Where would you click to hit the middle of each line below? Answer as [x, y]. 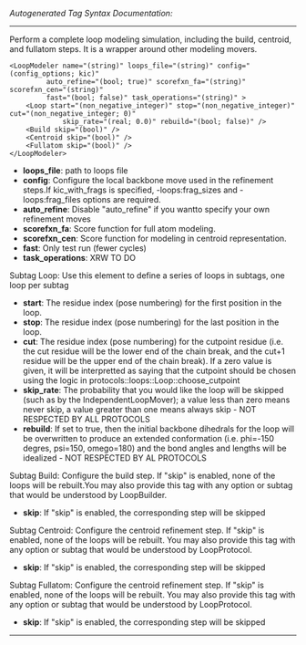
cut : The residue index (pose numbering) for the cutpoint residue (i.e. [153, 342]
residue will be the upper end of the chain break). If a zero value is [147, 361]
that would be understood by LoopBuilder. [88, 495]
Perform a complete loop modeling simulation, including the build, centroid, [150, 39]
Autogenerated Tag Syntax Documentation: [91, 13]
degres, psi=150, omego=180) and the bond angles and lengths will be [154, 448]
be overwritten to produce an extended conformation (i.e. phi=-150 [148, 438]
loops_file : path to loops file [76, 171]
